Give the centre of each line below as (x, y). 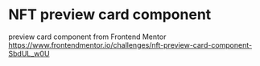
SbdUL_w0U (29, 53)
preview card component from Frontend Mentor (87, 37)
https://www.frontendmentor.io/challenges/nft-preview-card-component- (130, 45)
